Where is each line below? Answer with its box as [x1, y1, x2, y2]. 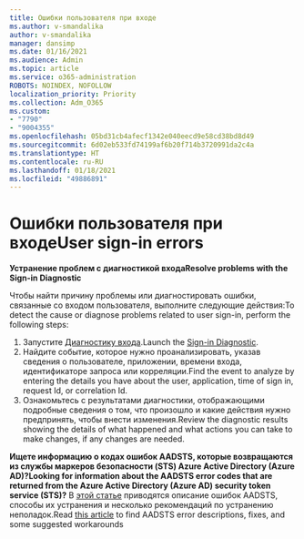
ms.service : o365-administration [9, 73, 137, 82]
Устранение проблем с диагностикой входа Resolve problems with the [9, 263, 289, 274]
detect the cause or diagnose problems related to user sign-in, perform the [9, 310, 291, 320]
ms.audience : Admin [9, 56, 84, 65]
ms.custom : [9, 107, 51, 116]
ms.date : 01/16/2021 [9, 47, 88, 56]
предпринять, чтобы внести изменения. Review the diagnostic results [22, 414, 289, 425]
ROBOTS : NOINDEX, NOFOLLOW [9, 81, 112, 90]
